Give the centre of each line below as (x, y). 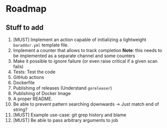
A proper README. (33, 99)
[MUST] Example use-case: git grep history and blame (70, 115)
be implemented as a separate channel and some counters (74, 56)
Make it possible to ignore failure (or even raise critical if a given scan (85, 61)
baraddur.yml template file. (41, 45)
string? (20, 110)
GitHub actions (29, 77)
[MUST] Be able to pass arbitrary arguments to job (65, 120)
